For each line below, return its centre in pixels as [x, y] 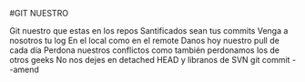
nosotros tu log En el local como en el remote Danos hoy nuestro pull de [144, 41]
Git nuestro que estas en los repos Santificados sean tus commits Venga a [149, 31]
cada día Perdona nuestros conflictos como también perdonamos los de [145, 50]
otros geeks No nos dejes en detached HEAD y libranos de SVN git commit [150, 60]
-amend [24, 69]
